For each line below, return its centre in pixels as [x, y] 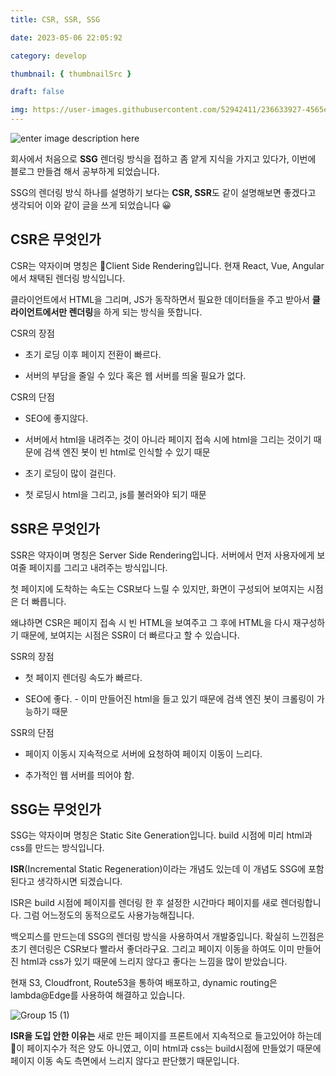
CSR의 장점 [32, 333]
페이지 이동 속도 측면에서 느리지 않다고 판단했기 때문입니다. [125, 1061]
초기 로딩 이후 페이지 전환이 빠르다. [93, 354]
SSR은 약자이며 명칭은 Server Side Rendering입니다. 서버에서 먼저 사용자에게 [162, 555]
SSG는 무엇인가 [56, 809]
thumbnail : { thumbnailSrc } [71, 74]
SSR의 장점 [32, 656]
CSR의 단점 [32, 397]
